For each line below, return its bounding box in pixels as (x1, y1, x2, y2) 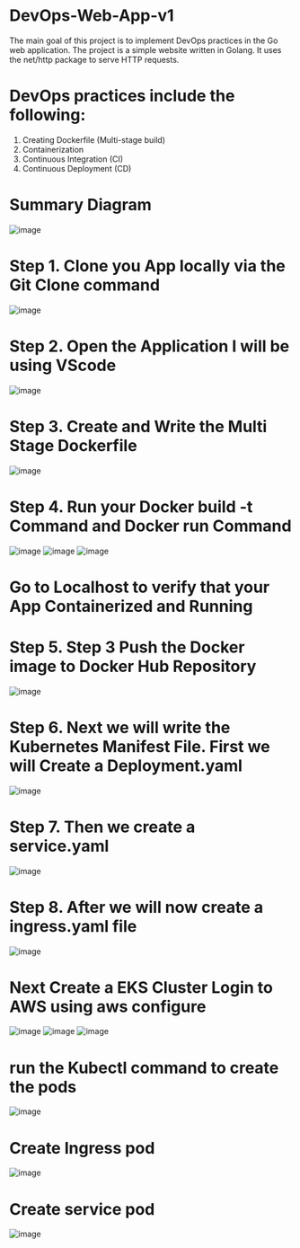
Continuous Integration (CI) (22, 154, 124, 164)
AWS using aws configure (9, 996, 207, 1016)
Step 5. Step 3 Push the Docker (9, 637, 245, 657)
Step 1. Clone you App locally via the (9, 256, 286, 276)
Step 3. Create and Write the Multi (9, 416, 268, 437)
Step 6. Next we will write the (9, 717, 231, 738)
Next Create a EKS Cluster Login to (9, 977, 274, 997)
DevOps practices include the (9, 86, 235, 106)
